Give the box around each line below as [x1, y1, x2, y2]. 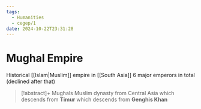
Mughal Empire [6, 52, 83, 65]
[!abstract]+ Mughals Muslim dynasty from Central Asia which [20, 90, 175, 97]
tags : [6, 8, 20, 15]
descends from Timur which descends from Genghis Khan [20, 96, 168, 103]
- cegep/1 [11, 20, 36, 26]
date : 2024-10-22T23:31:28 [6, 25, 74, 32]
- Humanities [11, 14, 44, 20]
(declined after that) [6, 78, 56, 85]
